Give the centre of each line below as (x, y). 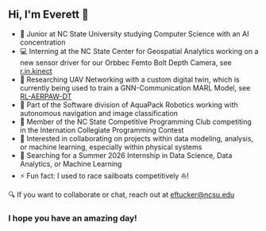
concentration (42, 42)
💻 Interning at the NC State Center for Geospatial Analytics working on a (139, 51)
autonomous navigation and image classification (99, 113)
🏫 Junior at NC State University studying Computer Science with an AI (134, 33)
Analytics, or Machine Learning (71, 164)
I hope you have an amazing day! (73, 218)
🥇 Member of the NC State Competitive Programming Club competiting (135, 121)
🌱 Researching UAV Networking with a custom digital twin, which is (129, 79)
